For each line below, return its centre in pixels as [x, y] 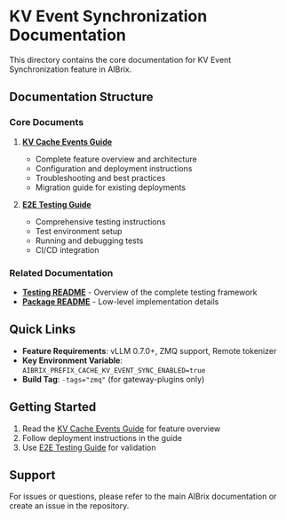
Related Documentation [61, 272]
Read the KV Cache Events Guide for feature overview [121, 429]
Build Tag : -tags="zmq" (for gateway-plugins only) [113, 379]
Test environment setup [79, 231]
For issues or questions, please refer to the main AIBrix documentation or [143, 496]
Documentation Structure [81, 97]
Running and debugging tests [89, 240]
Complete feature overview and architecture [116, 159]
